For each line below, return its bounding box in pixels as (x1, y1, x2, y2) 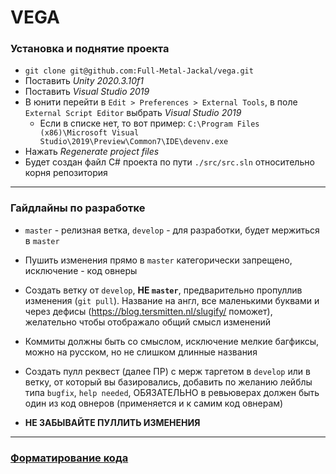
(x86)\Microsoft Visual (39, 128, 140, 138)
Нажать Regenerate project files (24, 146, 160, 158)
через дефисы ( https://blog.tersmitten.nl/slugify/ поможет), (24, 305, 273, 317)
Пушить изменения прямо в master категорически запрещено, (24, 254, 293, 266)
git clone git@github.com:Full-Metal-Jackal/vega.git (24, 66, 254, 76)
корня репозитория (24, 167, 108, 179)
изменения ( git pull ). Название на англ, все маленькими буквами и (24, 294, 320, 306)
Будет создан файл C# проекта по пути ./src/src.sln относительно (24, 156, 315, 168)
